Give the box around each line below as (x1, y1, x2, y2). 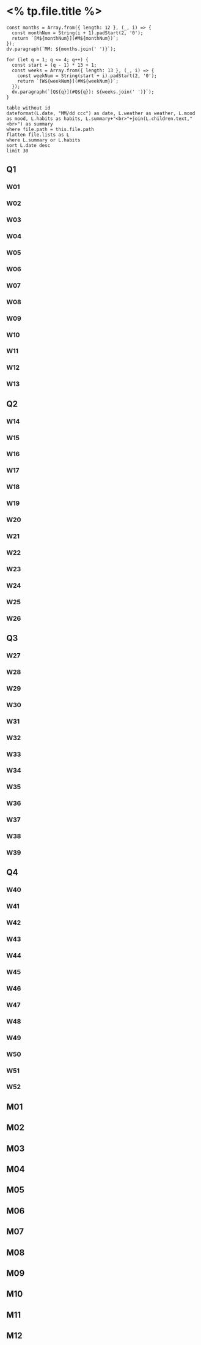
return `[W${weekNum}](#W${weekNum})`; (17, 78, 119, 84)
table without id (6, 105, 51, 111)
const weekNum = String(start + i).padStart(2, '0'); (17, 72, 157, 79)
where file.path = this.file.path (6, 126, 95, 132)
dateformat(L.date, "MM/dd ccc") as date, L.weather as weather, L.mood (6, 110, 196, 116)
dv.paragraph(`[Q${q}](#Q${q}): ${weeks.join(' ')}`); (12, 89, 155, 95)
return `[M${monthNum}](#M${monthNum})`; (12, 35, 119, 41)
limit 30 (6, 148, 29, 154)
